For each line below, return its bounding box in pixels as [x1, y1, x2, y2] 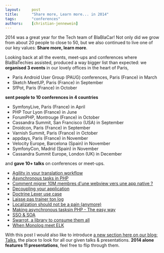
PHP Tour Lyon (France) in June [12, 109, 77, 115]
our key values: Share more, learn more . [5, 45, 88, 51]
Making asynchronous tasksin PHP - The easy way [12, 207, 116, 213]
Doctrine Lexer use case [12, 191, 62, 197]
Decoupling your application [12, 186, 70, 192]
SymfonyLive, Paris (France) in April [12, 104, 85, 110]
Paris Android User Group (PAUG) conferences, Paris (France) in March [12, 74, 158, 80]
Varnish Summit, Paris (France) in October [12, 130, 98, 136]
